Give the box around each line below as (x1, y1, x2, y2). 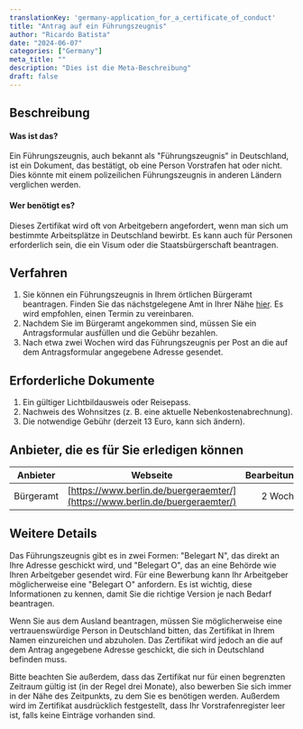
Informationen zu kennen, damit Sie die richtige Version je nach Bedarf (9, 588, 272, 599)
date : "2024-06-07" (9, 38, 83, 48)
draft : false (9, 72, 59, 81)
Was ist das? (9, 130, 59, 141)
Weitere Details (9, 526, 97, 541)
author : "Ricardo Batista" (9, 30, 111, 39)
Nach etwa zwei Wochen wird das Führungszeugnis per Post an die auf (22, 337, 289, 348)
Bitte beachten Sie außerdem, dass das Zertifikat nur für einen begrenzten (9, 671, 286, 682)
